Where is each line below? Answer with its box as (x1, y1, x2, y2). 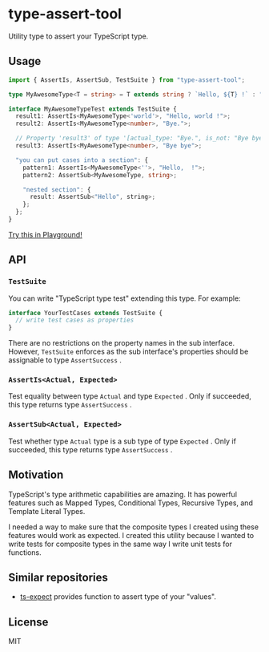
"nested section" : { (22, 185, 91, 193)
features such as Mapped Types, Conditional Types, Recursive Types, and (8, 498, 254, 508)
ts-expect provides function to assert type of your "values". (19, 592, 216, 601)
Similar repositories (8, 570, 108, 584)
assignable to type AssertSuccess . (8, 355, 122, 365)
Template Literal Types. (8, 506, 86, 516)
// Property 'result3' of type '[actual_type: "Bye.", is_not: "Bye (15, 134, 249, 143)
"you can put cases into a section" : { (15, 156, 149, 164)
